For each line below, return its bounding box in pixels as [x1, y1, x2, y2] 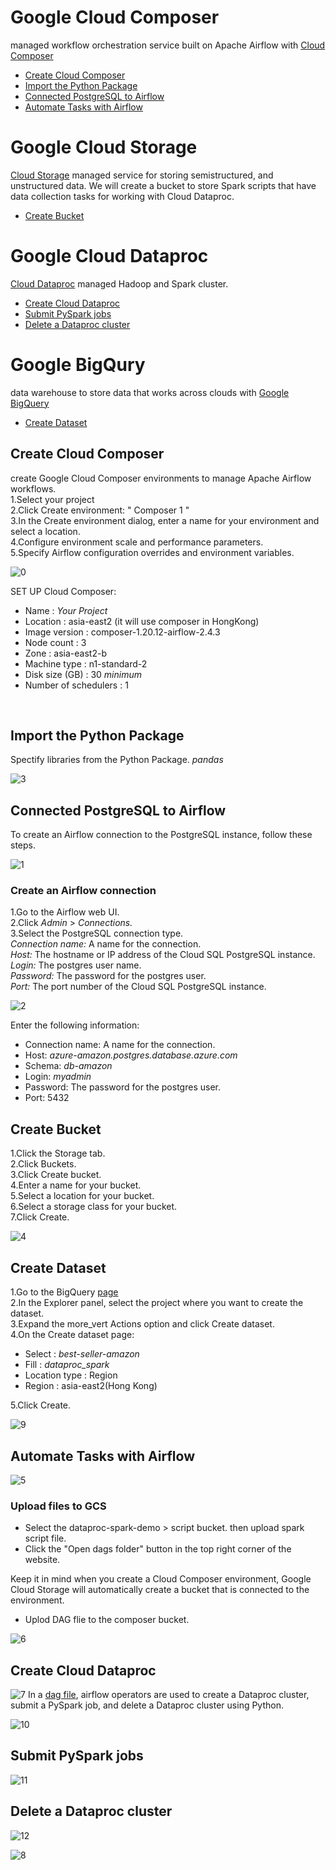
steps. [10, 839, 36, 851]
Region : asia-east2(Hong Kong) [24, 1380, 158, 1392]
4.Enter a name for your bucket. [10, 1179, 142, 1191]
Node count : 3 [24, 636, 87, 648]
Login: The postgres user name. [10, 959, 142, 971]
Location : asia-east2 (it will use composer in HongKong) [24, 615, 260, 627]
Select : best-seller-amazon [24, 1348, 140, 1360]
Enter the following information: [10, 1019, 140, 1031]
